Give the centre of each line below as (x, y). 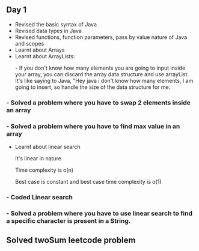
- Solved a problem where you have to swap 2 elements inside (99, 103)
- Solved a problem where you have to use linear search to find (99, 213)
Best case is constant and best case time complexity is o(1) (88, 182)
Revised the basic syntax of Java (56, 24)
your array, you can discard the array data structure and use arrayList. (102, 74)
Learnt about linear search (48, 147)
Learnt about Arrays (40, 50)
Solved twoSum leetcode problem (71, 240)
